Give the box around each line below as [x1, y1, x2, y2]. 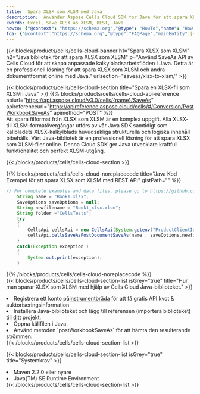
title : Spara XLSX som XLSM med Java [6, 8, 102, 15]
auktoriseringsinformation [6, 301, 70, 308]
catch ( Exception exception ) [17, 243, 89, 249]
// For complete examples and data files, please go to [6, 188, 148, 194]
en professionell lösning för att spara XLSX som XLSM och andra [6, 66, 165, 73]
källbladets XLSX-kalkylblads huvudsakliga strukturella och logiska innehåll [6, 129, 190, 136]
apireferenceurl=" [6, 103, 50, 110]
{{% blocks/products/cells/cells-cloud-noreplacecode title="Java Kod [6, 170, 177, 177]
